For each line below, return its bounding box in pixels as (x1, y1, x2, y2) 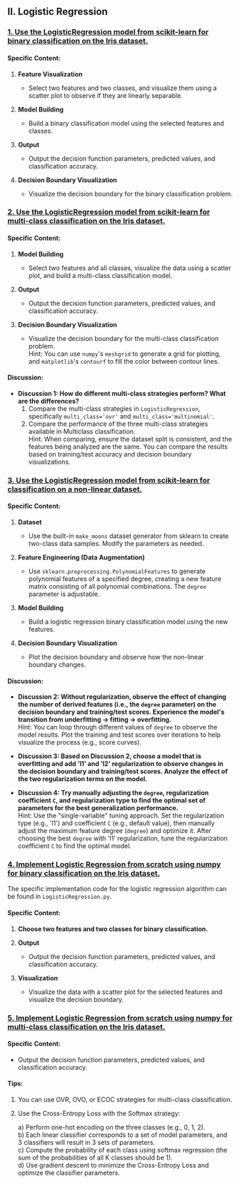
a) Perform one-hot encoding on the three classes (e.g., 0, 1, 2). (17, 1123, 206, 1131)
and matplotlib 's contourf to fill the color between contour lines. (28, 357, 219, 365)
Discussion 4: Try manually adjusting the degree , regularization (17, 789, 209, 797)
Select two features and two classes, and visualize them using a (28, 84, 217, 92)
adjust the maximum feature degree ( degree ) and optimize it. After (17, 827, 212, 835)
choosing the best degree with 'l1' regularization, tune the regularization (17, 834, 228, 842)
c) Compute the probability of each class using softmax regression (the (17, 1146, 228, 1154)
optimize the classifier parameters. (17, 1168, 120, 1177)
